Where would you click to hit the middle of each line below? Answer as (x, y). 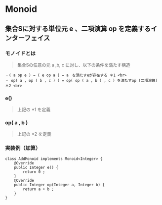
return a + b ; (39, 189)
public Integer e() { (36, 167)
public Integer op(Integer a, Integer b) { (60, 185)
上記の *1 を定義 (34, 109)
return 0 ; (34, 172)
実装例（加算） (23, 148)
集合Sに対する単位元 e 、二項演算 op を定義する (78, 28)
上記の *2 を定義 (34, 134)
